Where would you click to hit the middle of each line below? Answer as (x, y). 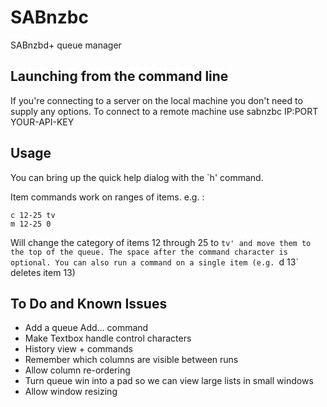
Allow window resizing (71, 392)
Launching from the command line (119, 76)
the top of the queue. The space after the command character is (149, 252)
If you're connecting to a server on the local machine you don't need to (156, 100)
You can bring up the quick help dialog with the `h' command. (137, 177)
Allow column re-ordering (77, 370)
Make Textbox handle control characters (108, 338)
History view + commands (78, 349)
